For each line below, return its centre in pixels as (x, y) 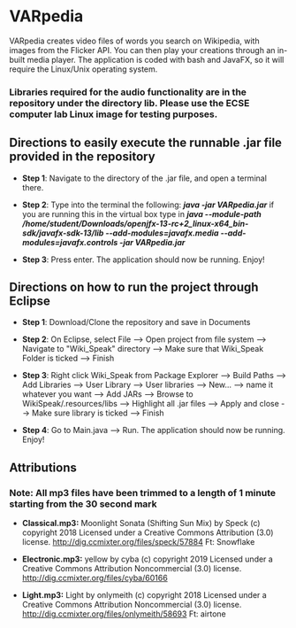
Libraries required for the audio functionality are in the (128, 92)
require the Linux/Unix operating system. (83, 69)
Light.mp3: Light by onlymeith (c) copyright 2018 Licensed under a (144, 595)
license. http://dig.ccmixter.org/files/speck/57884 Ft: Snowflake (138, 542)
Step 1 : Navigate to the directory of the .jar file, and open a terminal (144, 178)
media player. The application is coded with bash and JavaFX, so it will (156, 59)
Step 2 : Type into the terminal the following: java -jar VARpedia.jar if (148, 205)
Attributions (43, 467)
